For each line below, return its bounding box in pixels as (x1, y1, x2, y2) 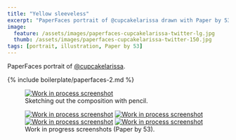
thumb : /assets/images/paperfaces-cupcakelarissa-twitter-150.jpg (13, 36, 212, 43)
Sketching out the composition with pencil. (25, 97, 149, 105)
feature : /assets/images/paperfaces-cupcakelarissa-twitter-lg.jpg (13, 29, 216, 37)
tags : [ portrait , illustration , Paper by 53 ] (7, 43, 143, 50)
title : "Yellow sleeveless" (7, 10, 90, 17)
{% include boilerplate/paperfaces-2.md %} (7, 76, 135, 84)
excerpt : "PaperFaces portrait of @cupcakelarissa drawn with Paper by (7, 17, 221, 24)
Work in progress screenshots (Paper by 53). (25, 125, 155, 133)
